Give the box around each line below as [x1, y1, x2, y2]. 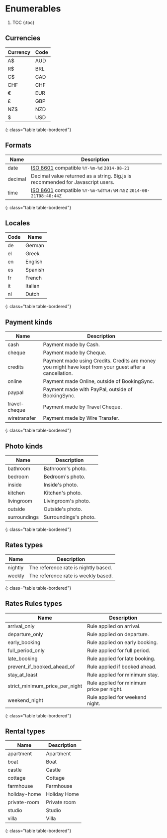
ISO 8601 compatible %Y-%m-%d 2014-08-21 [31, 164, 130, 171]
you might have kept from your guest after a [43, 363, 146, 370]
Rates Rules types [5, 599, 62, 608]
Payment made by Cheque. [43, 349, 106, 356]
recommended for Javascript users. [31, 178, 114, 185]
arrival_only [7, 623, 35, 630]
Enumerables [5, 3, 61, 14]
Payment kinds [5, 318, 53, 327]
